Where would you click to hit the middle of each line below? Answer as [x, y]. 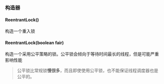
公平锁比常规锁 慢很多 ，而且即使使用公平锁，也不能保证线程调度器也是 [88, 71]
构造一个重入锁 [20, 31]
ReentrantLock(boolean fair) [35, 42]
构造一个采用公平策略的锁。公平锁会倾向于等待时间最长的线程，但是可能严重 [82, 54]
